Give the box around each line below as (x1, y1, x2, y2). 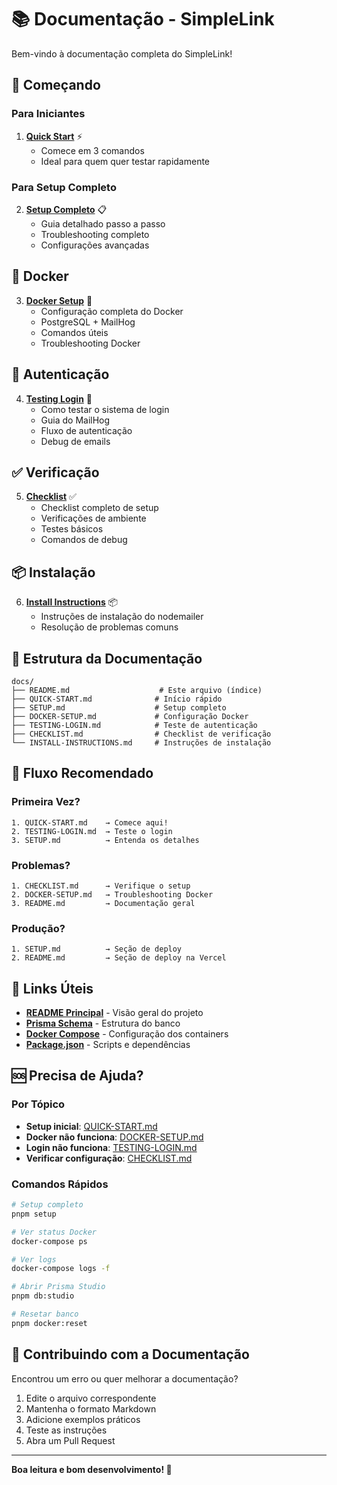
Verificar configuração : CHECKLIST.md (25, 1152, 193, 1164)
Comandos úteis (40, 326, 109, 338)
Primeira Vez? (11, 795, 81, 809)
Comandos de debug (40, 534, 128, 546)
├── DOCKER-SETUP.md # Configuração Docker (11, 711, 249, 721)
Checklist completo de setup (40, 502, 159, 514)
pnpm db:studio (11, 1291, 75, 1301)
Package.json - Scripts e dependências (25, 1039, 191, 1051)
